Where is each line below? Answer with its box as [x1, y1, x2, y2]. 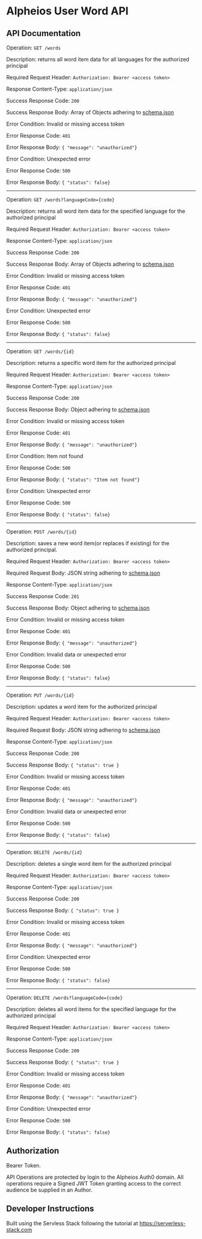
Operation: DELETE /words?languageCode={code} [6, 994, 123, 1001]
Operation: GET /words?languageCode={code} [6, 196, 115, 203]
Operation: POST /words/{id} [6, 528, 77, 535]
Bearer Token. [6, 1161, 41, 1169]
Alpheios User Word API [6, 4, 129, 18]
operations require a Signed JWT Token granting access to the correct [6, 1179, 182, 1187]
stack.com [6, 1226, 32, 1233]
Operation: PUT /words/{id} [6, 691, 75, 699]
